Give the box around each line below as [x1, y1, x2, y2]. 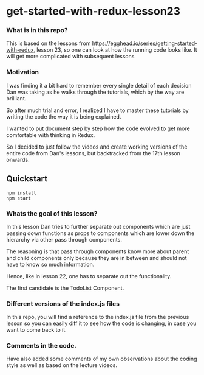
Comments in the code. [6, 342, 77, 350]
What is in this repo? [6, 26, 68, 35]
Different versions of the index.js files [6, 300, 120, 308]
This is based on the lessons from [6, 40, 91, 47]
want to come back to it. [6, 326, 67, 334]
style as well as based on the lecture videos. [6, 362, 117, 369]
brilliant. [6, 94, 27, 102]
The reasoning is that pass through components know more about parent [6, 248, 189, 255]
